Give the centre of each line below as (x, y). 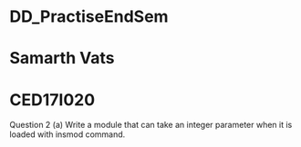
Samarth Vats (62, 59)
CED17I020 (52, 99)
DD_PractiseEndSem (89, 17)
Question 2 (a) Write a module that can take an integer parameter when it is (151, 125)
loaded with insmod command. (67, 134)
